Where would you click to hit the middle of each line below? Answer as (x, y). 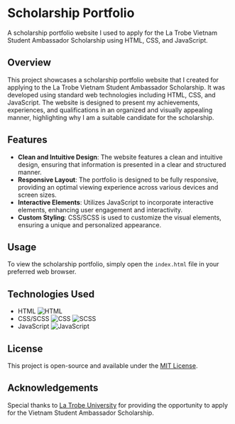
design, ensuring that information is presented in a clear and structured (122, 164)
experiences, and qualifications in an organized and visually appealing (110, 110)
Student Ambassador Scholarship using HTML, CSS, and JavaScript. (108, 40)
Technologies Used (51, 294)
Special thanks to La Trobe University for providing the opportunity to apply (118, 405)
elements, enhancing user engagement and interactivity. (100, 210)
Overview (29, 63)
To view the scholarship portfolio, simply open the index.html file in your (113, 264)
